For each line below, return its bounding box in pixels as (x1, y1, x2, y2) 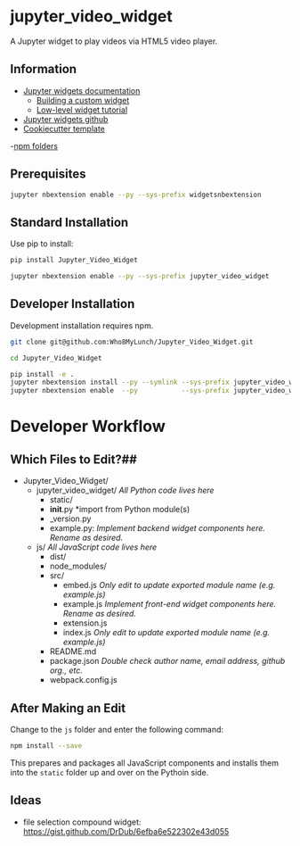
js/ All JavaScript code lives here (36, 542, 158, 552)
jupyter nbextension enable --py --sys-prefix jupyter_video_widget (10, 272, 270, 281)
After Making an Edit (10, 701, 126, 716)
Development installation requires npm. (10, 319, 154, 331)
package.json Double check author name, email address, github (49, 656, 286, 667)
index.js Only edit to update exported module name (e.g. (62, 627, 271, 638)
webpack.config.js (49, 675, 118, 685)
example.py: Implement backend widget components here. (49, 523, 266, 534)
